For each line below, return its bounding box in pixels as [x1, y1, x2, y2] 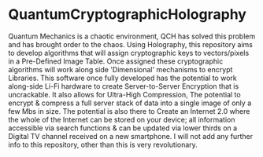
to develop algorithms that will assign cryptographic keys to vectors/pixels [8, 48, 250, 57]
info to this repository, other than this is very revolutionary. [8, 140, 198, 149]
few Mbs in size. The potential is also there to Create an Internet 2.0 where [8, 106, 250, 115]
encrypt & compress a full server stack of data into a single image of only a [8, 98, 252, 108]
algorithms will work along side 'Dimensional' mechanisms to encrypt [8, 64, 233, 74]
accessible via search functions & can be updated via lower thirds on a [8, 123, 238, 133]
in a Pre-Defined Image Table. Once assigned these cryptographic [8, 57, 224, 66]
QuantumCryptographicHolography [8, 5, 246, 24]
